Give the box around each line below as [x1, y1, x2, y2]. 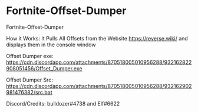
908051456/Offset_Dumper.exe [6, 65, 82, 72]
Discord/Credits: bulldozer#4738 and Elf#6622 [6, 100, 120, 107]
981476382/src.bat [6, 89, 52, 96]
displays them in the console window [6, 41, 96, 48]
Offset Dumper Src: [6, 76, 53, 83]
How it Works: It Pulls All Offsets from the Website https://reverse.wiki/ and [6, 35, 189, 42]
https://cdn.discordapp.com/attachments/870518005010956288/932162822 [6, 59, 192, 66]
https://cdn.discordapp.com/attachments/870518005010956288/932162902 [6, 82, 192, 89]
